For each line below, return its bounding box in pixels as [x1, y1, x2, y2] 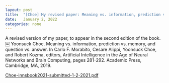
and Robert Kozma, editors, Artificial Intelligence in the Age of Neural [5, 52, 148, 58]
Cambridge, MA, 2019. [5, 62, 52, 68]
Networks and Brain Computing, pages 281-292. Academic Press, [5, 57, 142, 63]
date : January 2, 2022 [5, 17, 57, 22]
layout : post [5, 7, 33, 13]
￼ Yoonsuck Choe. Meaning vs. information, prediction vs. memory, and [5, 41, 156, 47]
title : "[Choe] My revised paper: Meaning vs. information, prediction [5, 12, 161, 17]
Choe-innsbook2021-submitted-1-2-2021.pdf [5, 72, 99, 78]
